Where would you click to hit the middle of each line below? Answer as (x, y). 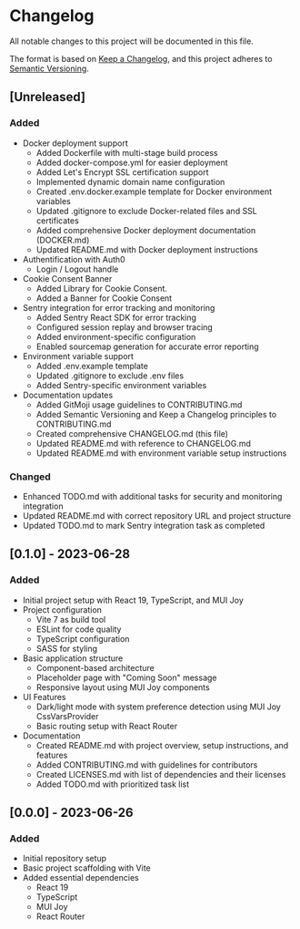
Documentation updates (68, 395)
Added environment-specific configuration (116, 336)
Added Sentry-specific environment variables (121, 385)
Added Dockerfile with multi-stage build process (127, 152)
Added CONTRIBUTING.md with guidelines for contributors (147, 764)
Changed (30, 477)
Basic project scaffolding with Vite (87, 868)
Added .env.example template (92, 366)
